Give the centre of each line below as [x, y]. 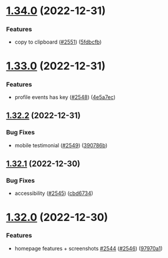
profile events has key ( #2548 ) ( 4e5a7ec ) [65, 97]
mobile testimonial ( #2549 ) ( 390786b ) [61, 145]
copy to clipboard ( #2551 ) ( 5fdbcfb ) [58, 42]
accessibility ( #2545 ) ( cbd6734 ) [54, 193]
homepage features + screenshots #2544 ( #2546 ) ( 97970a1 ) [89, 248]
